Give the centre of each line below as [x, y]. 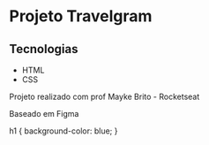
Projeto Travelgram [81, 16]
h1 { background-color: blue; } [63, 131]
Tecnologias [44, 49]
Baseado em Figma [44, 114]
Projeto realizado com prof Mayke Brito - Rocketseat [104, 96]
